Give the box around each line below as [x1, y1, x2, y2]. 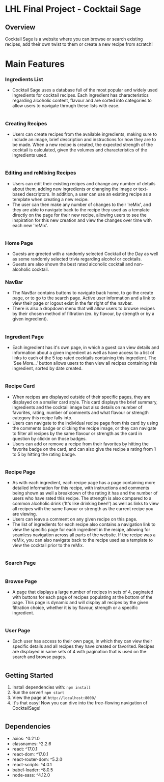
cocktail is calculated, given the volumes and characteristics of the [12, 147, 147, 153]
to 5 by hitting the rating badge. [12, 451, 76, 457]
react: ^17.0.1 [12, 746, 38, 752]
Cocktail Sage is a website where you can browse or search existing [5, 36, 143, 42]
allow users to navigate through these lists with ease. [12, 103, 120, 109]
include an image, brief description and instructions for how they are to [12, 137, 156, 143]
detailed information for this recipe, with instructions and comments [12, 485, 150, 491]
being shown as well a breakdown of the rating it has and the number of [12, 490, 158, 496]
